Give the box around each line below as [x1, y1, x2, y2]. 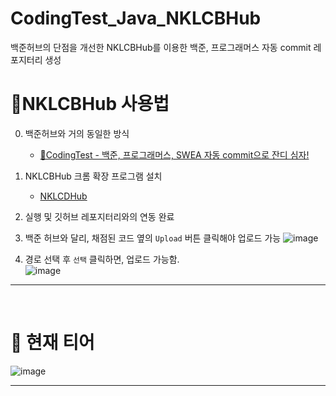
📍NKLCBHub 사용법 [10, 93, 170, 116]
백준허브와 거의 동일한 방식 [24, 127, 130, 139]
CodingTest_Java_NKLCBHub [10, 7, 262, 30]
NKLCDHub [39, 190, 88, 202]
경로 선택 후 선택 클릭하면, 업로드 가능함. [24, 253, 180, 265]
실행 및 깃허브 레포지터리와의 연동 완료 [24, 210, 175, 222]
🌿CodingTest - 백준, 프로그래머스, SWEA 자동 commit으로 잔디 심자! [39, 148, 310, 161]
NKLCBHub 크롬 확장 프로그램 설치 [24, 170, 163, 182]
